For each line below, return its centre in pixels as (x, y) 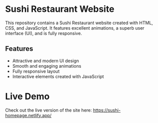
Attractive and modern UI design (46, 61)
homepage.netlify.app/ (28, 115)
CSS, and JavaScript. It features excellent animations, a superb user (75, 28)
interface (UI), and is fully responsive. (43, 33)
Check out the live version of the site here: (48, 110)
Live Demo (27, 96)
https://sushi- (107, 110)
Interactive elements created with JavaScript (58, 76)
